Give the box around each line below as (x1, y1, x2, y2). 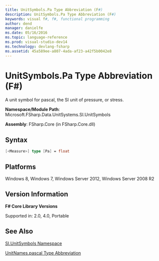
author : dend (5, 21, 32, 26)
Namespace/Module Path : (5, 106, 60, 112)
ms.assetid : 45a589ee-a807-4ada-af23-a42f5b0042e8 (5, 49, 112, 53)
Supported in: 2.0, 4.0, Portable (5, 212, 69, 218)
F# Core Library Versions (5, 203, 58, 209)
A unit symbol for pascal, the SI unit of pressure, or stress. (5, 97, 124, 103)
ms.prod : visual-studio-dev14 (5, 40, 68, 45)
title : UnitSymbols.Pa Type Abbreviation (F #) (5, 7, 103, 12)
